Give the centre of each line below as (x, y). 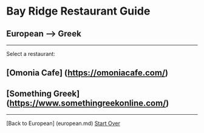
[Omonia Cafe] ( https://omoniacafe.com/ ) (87, 73)
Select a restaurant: (31, 54)
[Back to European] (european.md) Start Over (63, 123)
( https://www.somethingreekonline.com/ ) (88, 103)
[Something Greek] (43, 93)
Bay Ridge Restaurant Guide (78, 11)
